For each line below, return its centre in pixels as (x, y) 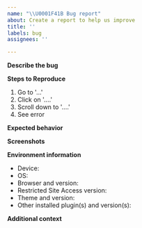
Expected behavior (35, 128)
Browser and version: (48, 183)
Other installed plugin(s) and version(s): (74, 205)
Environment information (44, 155)
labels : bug (24, 33)
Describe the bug (33, 65)
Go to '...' (30, 92)
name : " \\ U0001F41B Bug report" (54, 14)
